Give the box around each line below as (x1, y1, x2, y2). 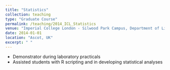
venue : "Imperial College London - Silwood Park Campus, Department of (5, 26, 159, 31)
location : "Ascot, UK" (5, 35, 53, 40)
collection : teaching (5, 12, 51, 17)
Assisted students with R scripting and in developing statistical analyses (12, 58, 163, 65)
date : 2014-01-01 (5, 30, 42, 35)
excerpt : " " (5, 40, 33, 45)
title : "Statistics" (5, 7, 49, 12)
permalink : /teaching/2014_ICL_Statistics (5, 21, 96, 26)
